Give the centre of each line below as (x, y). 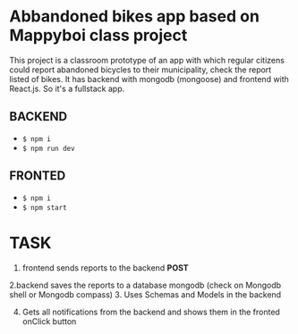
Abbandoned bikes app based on (134, 17)
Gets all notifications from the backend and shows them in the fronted (151, 312)
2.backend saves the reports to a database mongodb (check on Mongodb (145, 285)
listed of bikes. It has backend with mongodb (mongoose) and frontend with (149, 79)
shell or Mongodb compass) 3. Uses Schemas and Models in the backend (145, 294)
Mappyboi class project (98, 35)
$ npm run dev (48, 148)
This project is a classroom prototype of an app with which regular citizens (147, 60)
